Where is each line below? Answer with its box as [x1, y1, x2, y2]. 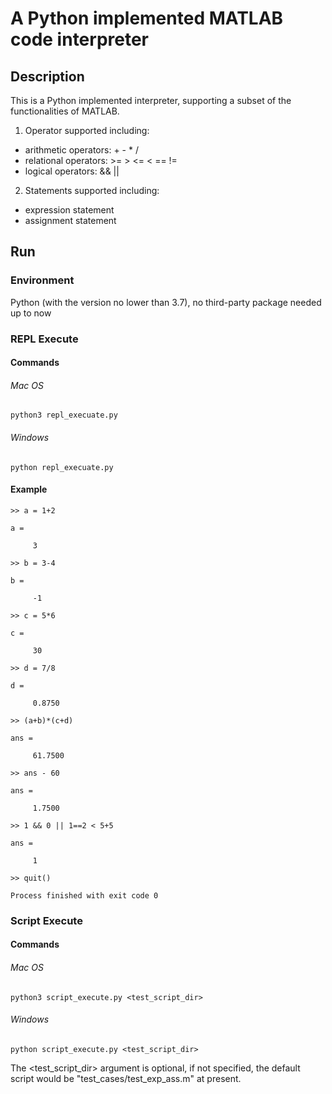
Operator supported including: [24, 125, 150, 136]
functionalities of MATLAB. [10, 105, 120, 117]
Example [10, 483, 48, 496]
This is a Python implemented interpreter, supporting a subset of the [10, 95, 292, 106]
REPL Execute [10, 332, 79, 346]
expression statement [24, 204, 115, 216]
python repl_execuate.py [10, 462, 114, 472]
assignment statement [24, 215, 117, 226]
